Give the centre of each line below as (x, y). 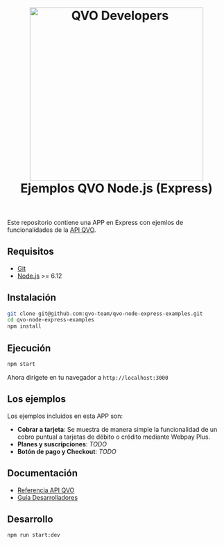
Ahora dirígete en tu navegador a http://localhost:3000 (88, 377)
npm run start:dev (34, 535)
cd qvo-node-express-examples (51, 320)
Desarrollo (30, 519)
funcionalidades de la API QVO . (52, 230)
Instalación (32, 297)
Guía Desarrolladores (48, 497)
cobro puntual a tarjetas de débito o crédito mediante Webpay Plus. (113, 437)
